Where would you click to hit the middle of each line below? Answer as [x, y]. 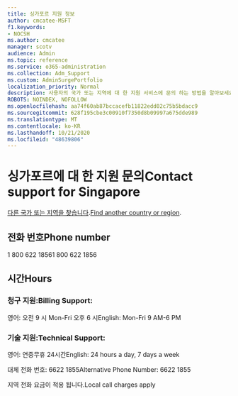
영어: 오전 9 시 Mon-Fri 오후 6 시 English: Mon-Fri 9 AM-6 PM [95, 317]
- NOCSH [19, 34]
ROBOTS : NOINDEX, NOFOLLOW [47, 100]
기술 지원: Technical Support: [56, 338]
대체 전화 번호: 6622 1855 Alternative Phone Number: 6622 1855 [99, 369]
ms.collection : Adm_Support [49, 73]
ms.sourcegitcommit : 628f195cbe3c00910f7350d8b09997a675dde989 [103, 113]
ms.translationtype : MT [42, 119]
